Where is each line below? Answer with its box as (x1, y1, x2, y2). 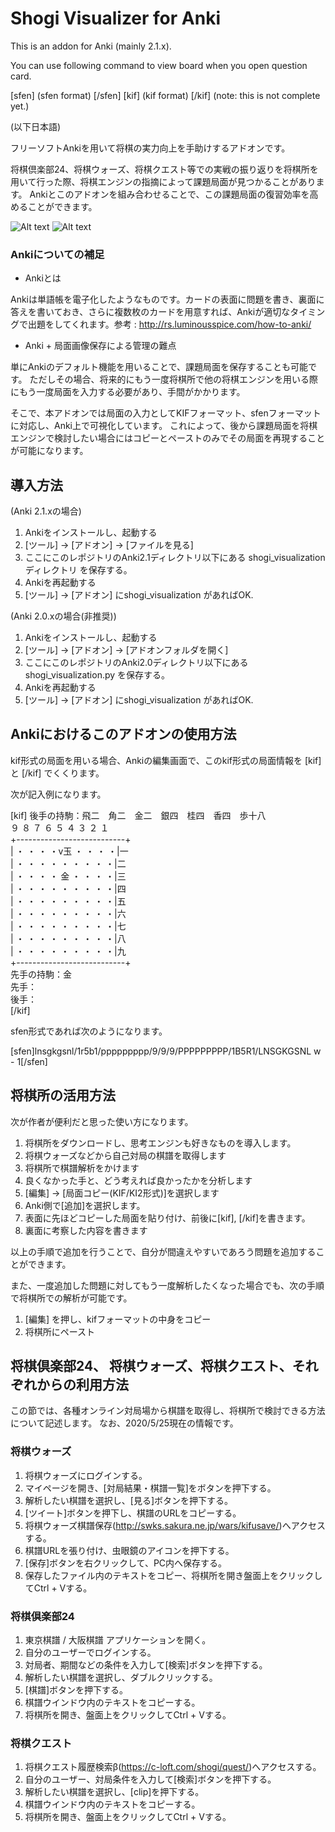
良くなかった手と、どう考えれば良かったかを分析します (24, 1174, 253, 1186)
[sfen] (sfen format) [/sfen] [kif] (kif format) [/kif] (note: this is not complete (10, 89, 321, 101)
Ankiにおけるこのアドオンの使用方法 (10, 726, 237, 743)
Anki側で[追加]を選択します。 (24, 1199, 146, 1211)
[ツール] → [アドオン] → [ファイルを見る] (24, 539, 194, 551)
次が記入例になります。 (10, 788, 107, 800)
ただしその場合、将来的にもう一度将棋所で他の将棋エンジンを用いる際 (29, 373, 319, 386)
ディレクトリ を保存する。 (24, 564, 133, 576)
